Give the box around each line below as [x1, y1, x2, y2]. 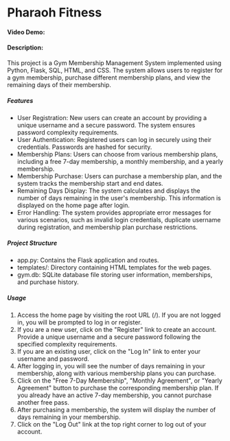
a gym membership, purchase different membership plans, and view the [7, 73, 211, 82]
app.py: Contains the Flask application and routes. [16, 256, 159, 264]
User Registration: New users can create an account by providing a [16, 113, 207, 121]
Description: [7, 43, 43, 52]
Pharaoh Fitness [7, 5, 102, 21]
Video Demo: [7, 27, 45, 36]
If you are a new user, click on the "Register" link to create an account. [16, 325, 217, 333]
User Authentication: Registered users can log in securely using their [16, 135, 211, 143]
